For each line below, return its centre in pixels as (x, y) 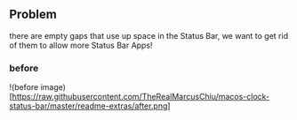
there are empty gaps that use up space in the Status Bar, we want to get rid (149, 35)
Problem (33, 15)
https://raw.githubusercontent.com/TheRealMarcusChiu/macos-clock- (141, 97)
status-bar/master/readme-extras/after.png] (90, 106)
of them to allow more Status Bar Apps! (81, 45)
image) (53, 87)
